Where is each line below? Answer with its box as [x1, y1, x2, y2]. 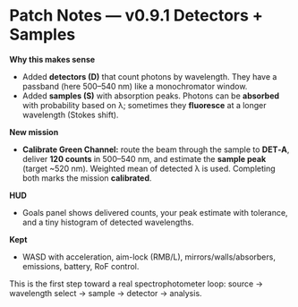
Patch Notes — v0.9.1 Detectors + [9, 5, 264, 26]
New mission [9, 126, 59, 137]
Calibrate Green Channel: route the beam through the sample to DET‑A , [21, 144, 290, 155]
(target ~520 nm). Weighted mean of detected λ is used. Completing [21, 163, 276, 174]
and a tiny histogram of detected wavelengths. [21, 217, 194, 227]
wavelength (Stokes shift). [21, 109, 119, 120]
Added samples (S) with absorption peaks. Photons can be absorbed [21, 90, 280, 101]
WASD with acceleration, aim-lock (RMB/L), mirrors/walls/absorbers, [21, 252, 276, 262]
